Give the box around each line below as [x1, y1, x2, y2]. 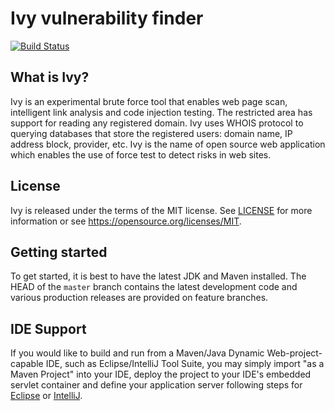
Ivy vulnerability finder [10, 7, 204, 30]
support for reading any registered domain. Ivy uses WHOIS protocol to [10, 117, 304, 129]
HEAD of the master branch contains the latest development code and [10, 281, 298, 293]
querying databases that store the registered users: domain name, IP [10, 127, 293, 139]
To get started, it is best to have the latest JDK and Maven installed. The [10, 270, 307, 282]
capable [10, 358, 44, 370]
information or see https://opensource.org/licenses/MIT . [10, 215, 242, 227]
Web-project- [266, 347, 323, 359]
